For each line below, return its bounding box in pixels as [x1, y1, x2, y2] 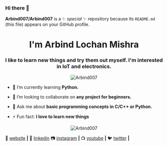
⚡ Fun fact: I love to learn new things [12, 113, 89, 119]
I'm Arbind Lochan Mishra [29, 39, 139, 50]
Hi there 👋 [5, 4, 30, 11]
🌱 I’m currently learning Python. [12, 84, 79, 90]
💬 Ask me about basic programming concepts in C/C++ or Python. [12, 103, 152, 109]
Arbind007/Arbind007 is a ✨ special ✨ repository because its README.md [5, 16, 155, 22]
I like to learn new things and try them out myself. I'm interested [5, 57, 163, 64]
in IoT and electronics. [56, 63, 111, 70]
